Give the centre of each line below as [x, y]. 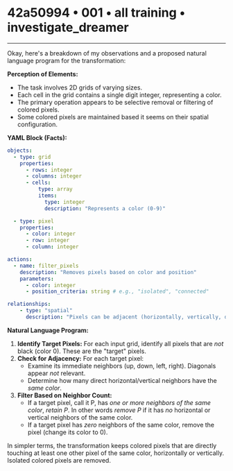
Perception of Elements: [43, 74]
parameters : [37, 279]
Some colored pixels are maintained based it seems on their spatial [113, 117]
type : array [55, 189]
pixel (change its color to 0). [68, 432]
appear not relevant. [57, 373]
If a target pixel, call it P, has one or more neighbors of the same [119, 402]
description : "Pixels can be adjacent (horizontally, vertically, [123, 317]
